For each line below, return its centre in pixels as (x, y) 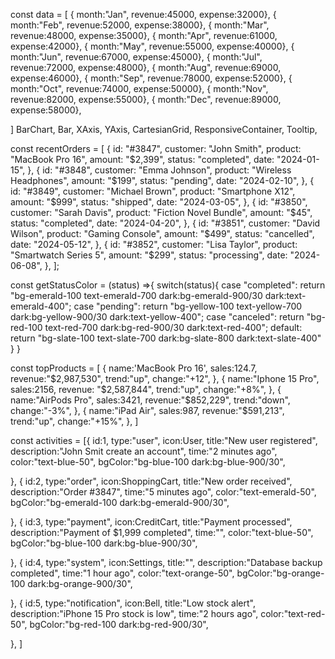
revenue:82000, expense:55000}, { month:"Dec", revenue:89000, (146, 99)
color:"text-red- (293, 613)
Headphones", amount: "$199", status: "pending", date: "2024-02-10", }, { (162, 180)
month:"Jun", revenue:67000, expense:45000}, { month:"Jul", (136, 57)
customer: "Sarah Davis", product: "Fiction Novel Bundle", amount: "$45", (161, 212)
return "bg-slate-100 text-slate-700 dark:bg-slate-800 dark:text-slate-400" (166, 338)
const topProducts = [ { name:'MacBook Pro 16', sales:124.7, (134, 368)
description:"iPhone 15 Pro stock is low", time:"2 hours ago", (134, 613)
